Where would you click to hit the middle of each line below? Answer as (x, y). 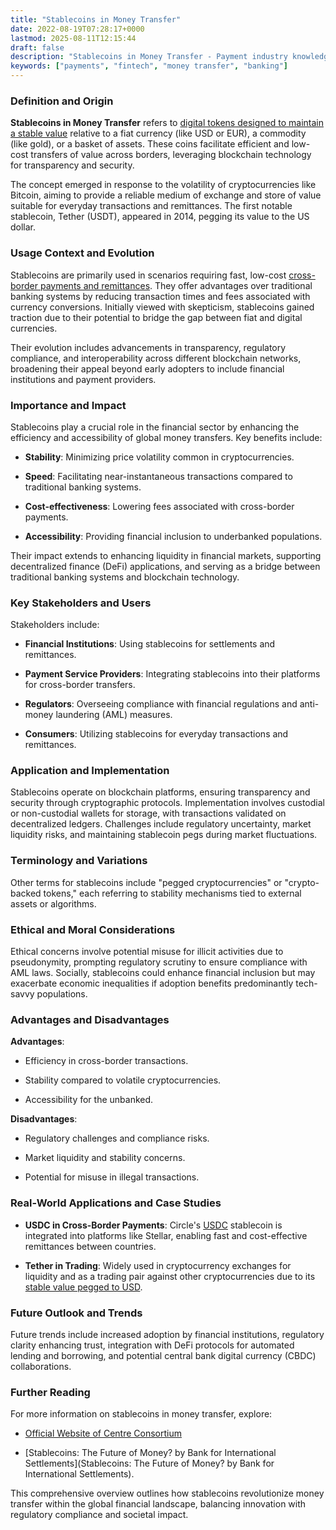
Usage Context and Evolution (82, 253)
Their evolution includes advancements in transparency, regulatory (148, 347)
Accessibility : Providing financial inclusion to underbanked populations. (173, 536)
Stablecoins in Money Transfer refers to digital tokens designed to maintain (167, 123)
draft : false (37, 47)
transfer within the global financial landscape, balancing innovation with (158, 1504)
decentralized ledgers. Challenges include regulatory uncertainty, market (161, 824)
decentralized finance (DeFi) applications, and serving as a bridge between (165, 566)
